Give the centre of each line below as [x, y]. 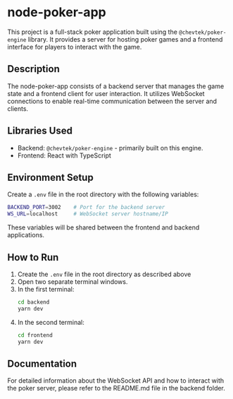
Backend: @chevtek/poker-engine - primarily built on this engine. [110, 148]
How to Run [33, 257]
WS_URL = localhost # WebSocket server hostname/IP [88, 214]
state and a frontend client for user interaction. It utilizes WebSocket [106, 93]
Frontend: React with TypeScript [64, 155]
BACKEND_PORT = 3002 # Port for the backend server [86, 208]
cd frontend [35, 335]
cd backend [33, 302]
